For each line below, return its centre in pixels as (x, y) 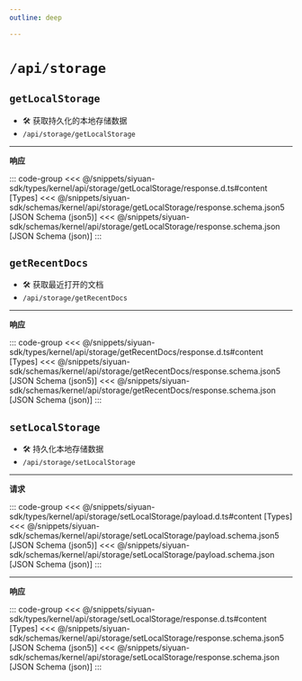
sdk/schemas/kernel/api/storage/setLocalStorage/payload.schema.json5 (144, 536)
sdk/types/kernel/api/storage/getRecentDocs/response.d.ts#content (136, 352)
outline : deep (36, 18)
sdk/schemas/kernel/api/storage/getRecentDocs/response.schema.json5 (145, 371)
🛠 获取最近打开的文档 (63, 285)
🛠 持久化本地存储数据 (63, 449)
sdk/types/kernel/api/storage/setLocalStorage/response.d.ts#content (138, 619)
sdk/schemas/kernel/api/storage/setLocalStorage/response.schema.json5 (147, 638)
